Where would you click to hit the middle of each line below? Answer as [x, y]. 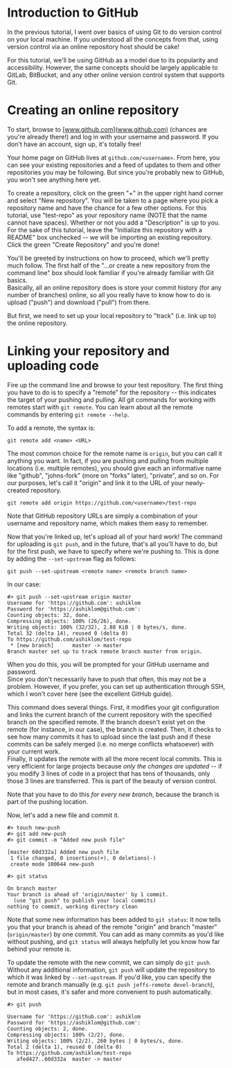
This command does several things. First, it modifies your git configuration [113, 707]
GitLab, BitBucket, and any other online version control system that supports [116, 75]
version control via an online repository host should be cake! [93, 46]
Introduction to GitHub [73, 13]
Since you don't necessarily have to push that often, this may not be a [107, 679]
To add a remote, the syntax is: [51, 428]
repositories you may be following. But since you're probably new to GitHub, [116, 172]
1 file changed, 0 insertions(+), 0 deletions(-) [83, 858]
